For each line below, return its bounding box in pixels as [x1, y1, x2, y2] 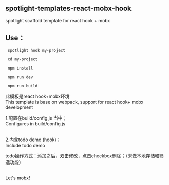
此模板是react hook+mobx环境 [5, 93, 70, 99]
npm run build [7, 83, 38, 88]
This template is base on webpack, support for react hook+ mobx [5, 99, 144, 105]
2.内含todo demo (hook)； [5, 136, 61, 143]
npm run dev [7, 74, 33, 80]
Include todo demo [5, 142, 45, 148]
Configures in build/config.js [5, 120, 66, 127]
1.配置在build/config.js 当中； [5, 114, 67, 121]
